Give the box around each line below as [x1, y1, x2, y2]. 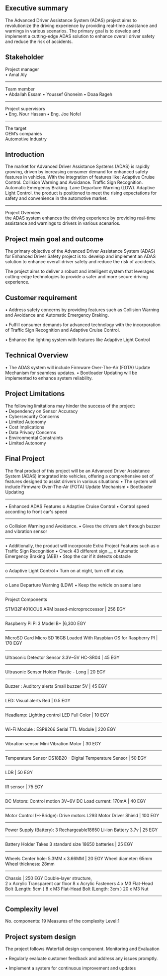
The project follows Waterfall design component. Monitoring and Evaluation [5, 946, 160, 952]
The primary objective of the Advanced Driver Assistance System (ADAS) [5, 248, 156, 254]
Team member [5, 86, 35, 92]
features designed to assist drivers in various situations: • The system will [5, 478, 157, 484]
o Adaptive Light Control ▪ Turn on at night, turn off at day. [5, 567, 125, 573]
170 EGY [5, 640, 22, 646]
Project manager [5, 66, 39, 72]
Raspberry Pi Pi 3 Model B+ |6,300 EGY [5, 620, 86, 626]
